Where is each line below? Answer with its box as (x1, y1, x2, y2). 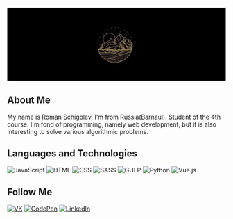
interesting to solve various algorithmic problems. (7, 127, 149, 136)
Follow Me (7, 186, 53, 198)
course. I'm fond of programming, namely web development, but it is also (7, 120, 217, 129)
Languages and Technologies (7, 147, 137, 160)
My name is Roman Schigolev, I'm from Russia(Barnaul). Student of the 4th (7, 113, 221, 121)
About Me (7, 95, 51, 106)
